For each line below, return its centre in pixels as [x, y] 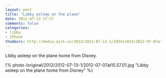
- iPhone [14, 37]
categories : [17, 28]
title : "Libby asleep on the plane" [43, 14]
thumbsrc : [15, 42]
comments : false [22, 23]
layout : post [19, 10]
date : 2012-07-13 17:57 [30, 19]
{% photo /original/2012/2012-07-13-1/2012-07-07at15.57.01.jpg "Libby [77, 65]
